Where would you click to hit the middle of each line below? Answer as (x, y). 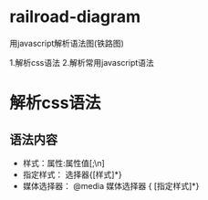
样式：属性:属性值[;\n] (63, 163)
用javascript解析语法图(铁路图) (67, 43)
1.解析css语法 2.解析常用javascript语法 (82, 62)
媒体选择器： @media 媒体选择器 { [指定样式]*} (111, 185)
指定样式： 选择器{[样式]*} (72, 174)
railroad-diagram (75, 17)
